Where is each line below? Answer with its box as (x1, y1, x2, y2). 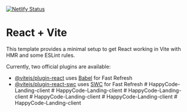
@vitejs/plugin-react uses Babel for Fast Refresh (14, 74, 133, 82)
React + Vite (6, 26, 68, 39)
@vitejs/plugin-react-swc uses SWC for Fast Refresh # (14, 80, 148, 87)
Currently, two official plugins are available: (6, 63, 111, 70)
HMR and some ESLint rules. (6, 52, 75, 59)
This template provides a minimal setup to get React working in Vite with (6, 45, 181, 52)
